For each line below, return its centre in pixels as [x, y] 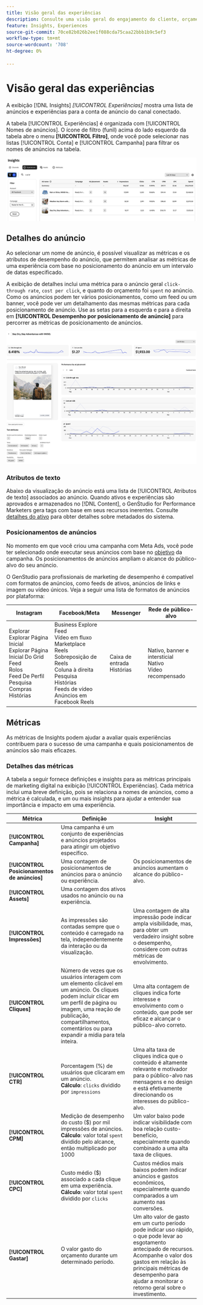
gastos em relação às [159, 1261]
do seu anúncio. [38, 565]
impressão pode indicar [162, 917]
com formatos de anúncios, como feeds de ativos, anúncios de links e [93, 583]
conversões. [148, 1208]
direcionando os [153, 1095]
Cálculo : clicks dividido [91, 1085]
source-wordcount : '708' [37, 45]
